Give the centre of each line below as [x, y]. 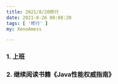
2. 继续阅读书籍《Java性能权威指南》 [61, 75]
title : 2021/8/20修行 [33, 12]
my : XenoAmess [24, 29]
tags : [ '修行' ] [27, 23]
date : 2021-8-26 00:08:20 [39, 18]
